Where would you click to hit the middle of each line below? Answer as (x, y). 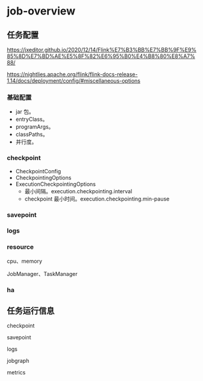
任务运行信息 (31, 311)
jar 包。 (25, 112)
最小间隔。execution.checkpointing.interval (78, 191)
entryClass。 (32, 120)
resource (20, 247)
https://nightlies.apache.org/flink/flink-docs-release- (72, 74)
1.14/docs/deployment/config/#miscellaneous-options (74, 81)
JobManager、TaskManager (42, 274)
